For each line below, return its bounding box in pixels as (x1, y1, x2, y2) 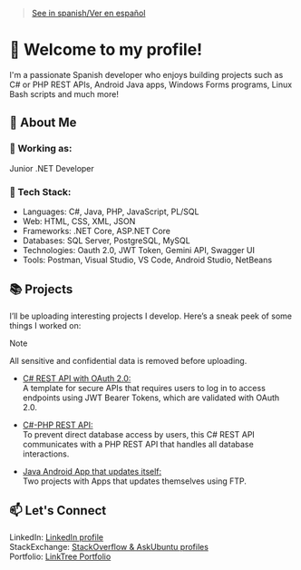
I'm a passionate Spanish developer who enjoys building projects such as (9, 69, 284, 80)
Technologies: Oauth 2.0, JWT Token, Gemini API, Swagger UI (22, 244, 256, 255)
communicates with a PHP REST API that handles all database (22, 438, 254, 449)
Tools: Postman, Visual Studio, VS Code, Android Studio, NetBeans (22, 254, 273, 265)
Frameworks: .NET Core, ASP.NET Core (22, 225, 170, 236)
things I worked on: (9, 319, 82, 330)
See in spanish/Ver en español (31, 8, 146, 18)
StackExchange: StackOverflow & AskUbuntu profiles (9, 541, 209, 552)
